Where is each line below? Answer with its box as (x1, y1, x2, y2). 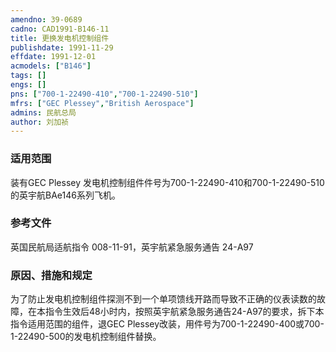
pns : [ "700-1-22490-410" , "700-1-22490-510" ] (10, 89, 199, 99)
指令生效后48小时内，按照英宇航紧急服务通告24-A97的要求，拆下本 (44, 306, 325, 318)
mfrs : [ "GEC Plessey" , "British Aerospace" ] (10, 98, 195, 108)
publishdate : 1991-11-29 (10, 42, 114, 53)
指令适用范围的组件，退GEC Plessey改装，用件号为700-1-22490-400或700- (10, 318, 325, 330)
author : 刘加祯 (10, 117, 69, 127)
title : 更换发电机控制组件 (10, 33, 110, 43)
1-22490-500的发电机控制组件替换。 (10, 331, 162, 343)
